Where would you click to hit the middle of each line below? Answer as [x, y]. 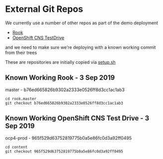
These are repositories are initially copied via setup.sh [60, 62]
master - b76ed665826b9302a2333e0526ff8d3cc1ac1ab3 [65, 90]
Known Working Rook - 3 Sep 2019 [60, 78]
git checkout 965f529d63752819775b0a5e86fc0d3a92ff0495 [64, 151]
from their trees [21, 53]
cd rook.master [21, 99]
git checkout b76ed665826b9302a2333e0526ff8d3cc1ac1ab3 [64, 103]
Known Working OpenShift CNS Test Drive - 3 [77, 118]
